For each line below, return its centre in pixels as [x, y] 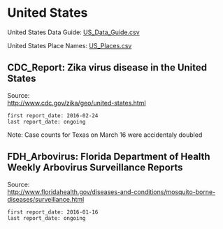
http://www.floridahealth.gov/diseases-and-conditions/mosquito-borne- [111, 192]
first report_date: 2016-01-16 [53, 212]
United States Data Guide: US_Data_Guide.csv [73, 32]
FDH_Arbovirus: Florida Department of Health [109, 157]
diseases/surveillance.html [46, 199]
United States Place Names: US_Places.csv [70, 45]
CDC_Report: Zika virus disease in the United [107, 68]
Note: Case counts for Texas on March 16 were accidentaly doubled [105, 135]
